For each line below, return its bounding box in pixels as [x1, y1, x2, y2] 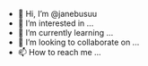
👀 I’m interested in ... [17, 18, 94, 29]
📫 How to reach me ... [17, 47, 101, 57]
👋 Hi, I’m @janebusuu [17, 9, 98, 19]
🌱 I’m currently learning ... [17, 28, 114, 37]
